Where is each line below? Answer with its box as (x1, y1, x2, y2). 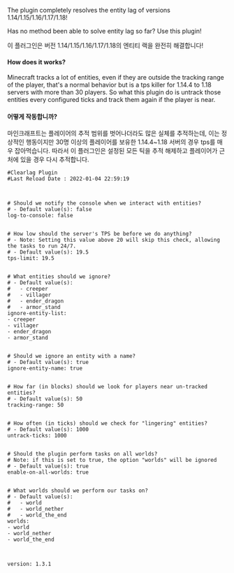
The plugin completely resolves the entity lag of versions (7, 6, 171, 14)
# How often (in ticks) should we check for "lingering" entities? (7, 420, 208, 427)
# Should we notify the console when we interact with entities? (7, 200, 201, 207)
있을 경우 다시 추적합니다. (20, 155, 89, 164)
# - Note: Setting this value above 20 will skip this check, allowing (7, 237, 220, 244)
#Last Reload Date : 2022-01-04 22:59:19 (7, 175, 130, 182)
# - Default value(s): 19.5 (7, 249, 89, 256)
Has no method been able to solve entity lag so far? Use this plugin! (7, 27, 202, 35)
